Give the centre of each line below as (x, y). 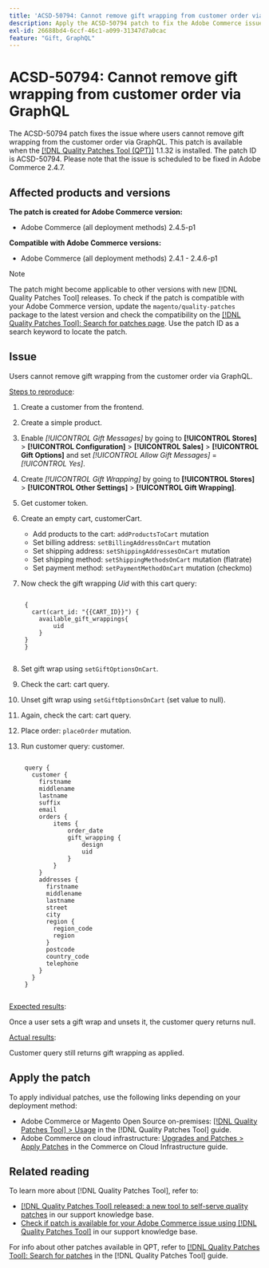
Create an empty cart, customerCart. (81, 518)
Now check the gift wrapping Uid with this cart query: (109, 583)
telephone (62, 964)
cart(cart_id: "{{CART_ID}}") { (85, 612)
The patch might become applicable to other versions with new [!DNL (123, 289)
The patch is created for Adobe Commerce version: (96, 212)
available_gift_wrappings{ (83, 619)
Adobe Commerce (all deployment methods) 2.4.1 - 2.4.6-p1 (119, 258)
